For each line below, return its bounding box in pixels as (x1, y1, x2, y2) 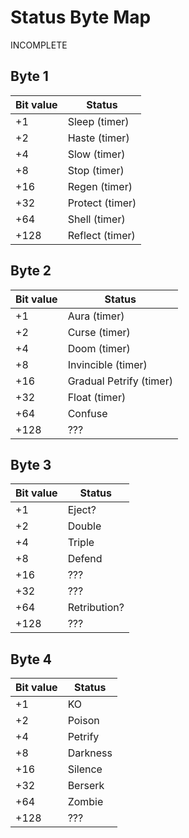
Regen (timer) (67, 179, 133, 193)
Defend (67, 552, 103, 566)
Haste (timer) (67, 131, 130, 145)
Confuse (67, 406, 108, 420)
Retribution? (67, 601, 125, 615)
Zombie (67, 795, 104, 809)
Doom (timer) (67, 341, 131, 355)
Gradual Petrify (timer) (67, 374, 173, 388)
